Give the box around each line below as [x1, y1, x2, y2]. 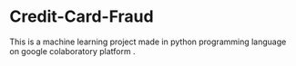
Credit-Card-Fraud [9, 6, 154, 27]
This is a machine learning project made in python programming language [9, 36, 287, 47]
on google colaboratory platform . [9, 45, 136, 56]
